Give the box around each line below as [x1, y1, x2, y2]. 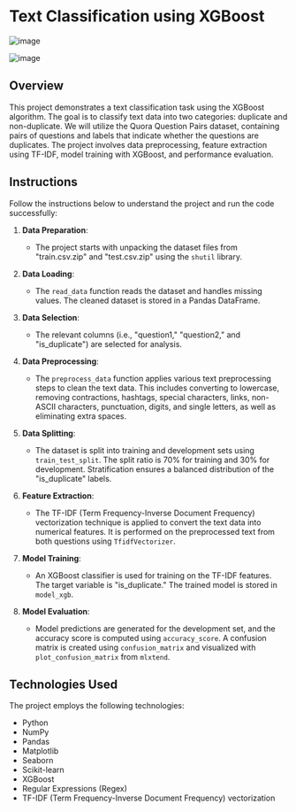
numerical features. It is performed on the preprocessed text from [34, 526, 276, 537]
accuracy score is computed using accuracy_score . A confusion [34, 632, 267, 643]
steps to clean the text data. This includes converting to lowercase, [34, 383, 280, 393]
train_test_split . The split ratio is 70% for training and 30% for [34, 454, 270, 465]
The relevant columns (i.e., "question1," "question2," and [34, 329, 241, 340]
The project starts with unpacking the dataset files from [34, 242, 239, 252]
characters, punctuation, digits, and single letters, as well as [57, 401, 277, 412]
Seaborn [21, 755, 54, 766]
